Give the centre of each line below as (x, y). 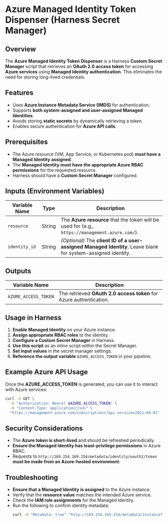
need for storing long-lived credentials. (45, 77)
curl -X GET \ (20, 399)
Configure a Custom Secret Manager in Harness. (63, 340)
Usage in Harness (33, 318)
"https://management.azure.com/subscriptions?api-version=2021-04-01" (85, 413)
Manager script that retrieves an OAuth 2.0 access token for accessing (79, 66)
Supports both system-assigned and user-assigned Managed (78, 110)
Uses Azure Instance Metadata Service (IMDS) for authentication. (81, 105)
